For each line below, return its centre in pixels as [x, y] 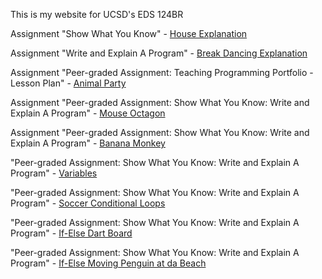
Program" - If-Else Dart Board [71, 233]
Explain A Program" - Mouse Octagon [88, 113]
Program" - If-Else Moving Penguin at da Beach [108, 263]
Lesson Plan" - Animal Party [68, 83]
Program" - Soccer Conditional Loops [88, 203]
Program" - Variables [54, 173]
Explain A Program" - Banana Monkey [88, 143]
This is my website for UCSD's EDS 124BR [97, 14]
